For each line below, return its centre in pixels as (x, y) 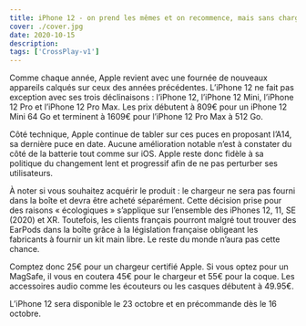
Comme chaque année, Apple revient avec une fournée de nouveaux (139, 78)
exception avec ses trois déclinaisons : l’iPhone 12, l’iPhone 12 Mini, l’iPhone (152, 98)
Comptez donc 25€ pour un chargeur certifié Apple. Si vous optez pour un (149, 267)
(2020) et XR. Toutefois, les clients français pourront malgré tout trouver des (153, 220)
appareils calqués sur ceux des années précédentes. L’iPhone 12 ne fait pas (152, 88)
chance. (25, 249)
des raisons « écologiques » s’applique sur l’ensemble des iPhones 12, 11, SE (153, 210)
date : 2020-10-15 (42, 35)
